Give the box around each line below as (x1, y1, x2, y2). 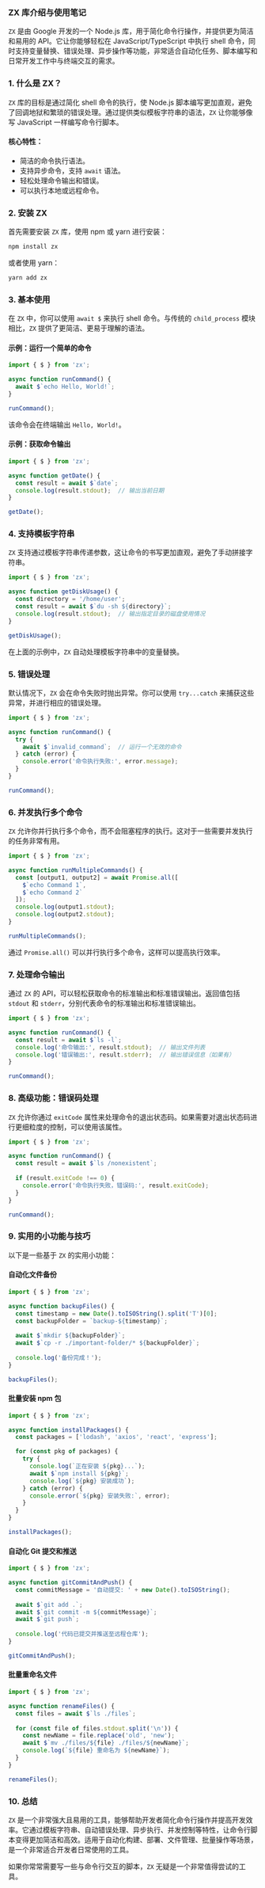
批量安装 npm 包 (8, 1394, 62, 1403)
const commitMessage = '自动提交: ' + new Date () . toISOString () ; (15, 1585, 231, 1593)
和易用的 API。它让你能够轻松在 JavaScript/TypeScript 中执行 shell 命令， (8, 36, 249, 46)
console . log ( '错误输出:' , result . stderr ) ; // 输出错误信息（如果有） (15, 1051, 235, 1059)
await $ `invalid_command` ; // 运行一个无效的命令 (22, 743, 182, 751)
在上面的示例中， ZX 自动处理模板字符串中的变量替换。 (8, 647, 184, 657)
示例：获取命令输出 (8, 440, 71, 449)
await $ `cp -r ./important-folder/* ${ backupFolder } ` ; (15, 1339, 200, 1347)
